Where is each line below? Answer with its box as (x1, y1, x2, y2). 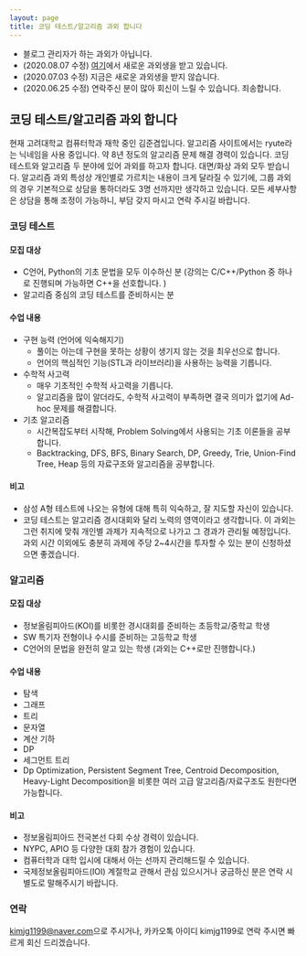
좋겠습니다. (39, 548, 79, 559)
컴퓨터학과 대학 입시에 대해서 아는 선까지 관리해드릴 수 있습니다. (22, 854, 249, 865)
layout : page (9, 13, 59, 23)
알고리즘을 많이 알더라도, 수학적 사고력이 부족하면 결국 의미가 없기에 (36, 391, 279, 403)
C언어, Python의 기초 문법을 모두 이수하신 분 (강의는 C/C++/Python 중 (22, 266, 276, 277)
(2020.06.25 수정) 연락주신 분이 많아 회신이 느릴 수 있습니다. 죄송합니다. (22, 82, 281, 93)
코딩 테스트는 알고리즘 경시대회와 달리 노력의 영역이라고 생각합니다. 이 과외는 (22, 514, 297, 525)
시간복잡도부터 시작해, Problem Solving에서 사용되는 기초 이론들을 (36, 425, 274, 436)
